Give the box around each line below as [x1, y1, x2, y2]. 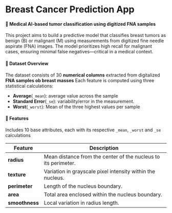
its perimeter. [44, 159, 76, 166]
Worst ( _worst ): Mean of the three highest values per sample [12, 104, 140, 110]
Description [89, 144, 119, 151]
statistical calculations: [5, 83, 54, 89]
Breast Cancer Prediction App [5, 4, 135, 15]
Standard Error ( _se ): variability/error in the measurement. [12, 98, 135, 104]
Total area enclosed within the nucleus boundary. [44, 191, 163, 198]
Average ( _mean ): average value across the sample [12, 92, 118, 99]
